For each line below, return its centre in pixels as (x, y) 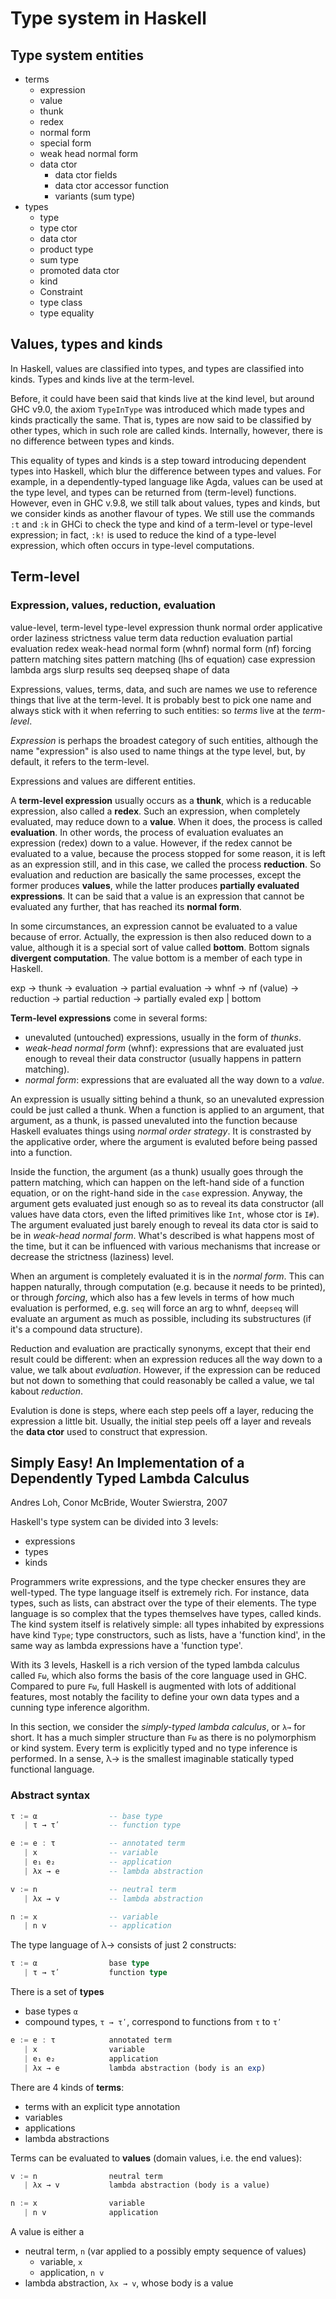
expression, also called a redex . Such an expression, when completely (155, 811)
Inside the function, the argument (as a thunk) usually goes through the (157, 1171)
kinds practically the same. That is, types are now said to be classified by (161, 419)
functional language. (52, 1769)
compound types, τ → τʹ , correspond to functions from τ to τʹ (153, 2022)
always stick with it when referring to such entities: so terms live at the (155, 710)
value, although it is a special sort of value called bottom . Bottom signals (160, 947)
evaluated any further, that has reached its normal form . (126, 906)
